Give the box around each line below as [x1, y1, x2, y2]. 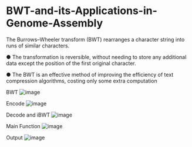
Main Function [6, 122, 41, 129]
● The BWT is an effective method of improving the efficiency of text [6, 71, 174, 78]
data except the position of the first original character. [6, 60, 136, 67]
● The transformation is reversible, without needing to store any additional [6, 53, 187, 60]
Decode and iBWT [6, 111, 50, 118]
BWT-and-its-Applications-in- [6, 4, 157, 18]
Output [6, 134, 23, 141]
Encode [6, 100, 25, 107]
